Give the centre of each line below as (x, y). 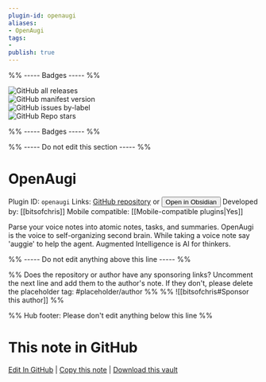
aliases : (23, 23)
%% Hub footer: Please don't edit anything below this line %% (110, 315)
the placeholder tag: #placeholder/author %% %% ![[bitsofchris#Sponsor (129, 291)
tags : (17, 38)
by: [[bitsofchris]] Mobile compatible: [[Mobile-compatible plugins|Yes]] (126, 211)
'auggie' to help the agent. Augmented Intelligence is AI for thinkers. (120, 244)
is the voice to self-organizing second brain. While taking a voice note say (129, 235)
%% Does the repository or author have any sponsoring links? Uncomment (131, 275)
